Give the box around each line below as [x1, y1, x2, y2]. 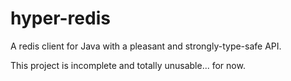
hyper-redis [10, 7, 111, 30]
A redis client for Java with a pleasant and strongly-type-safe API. [10, 40, 282, 52]
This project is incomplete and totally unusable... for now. [10, 59, 246, 71]
